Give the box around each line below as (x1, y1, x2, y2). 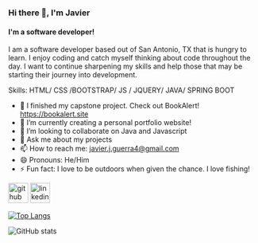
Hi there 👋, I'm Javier (8, 7, 90, 18)
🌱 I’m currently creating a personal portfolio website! (19, 118, 192, 127)
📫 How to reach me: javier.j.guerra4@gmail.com (19, 143, 180, 154)
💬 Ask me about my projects (19, 135, 113, 144)
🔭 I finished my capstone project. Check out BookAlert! (19, 101, 200, 111)
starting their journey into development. (8, 70, 137, 80)
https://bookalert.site (19, 109, 89, 119)
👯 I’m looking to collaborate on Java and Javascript (19, 127, 187, 136)
